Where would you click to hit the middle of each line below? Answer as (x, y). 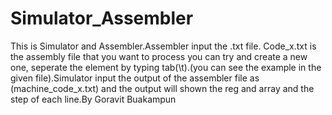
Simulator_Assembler (102, 18)
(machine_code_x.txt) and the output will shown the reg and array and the (162, 88)
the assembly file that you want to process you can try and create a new (159, 56)
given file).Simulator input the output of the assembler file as (135, 78)
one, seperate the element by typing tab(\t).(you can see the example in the (166, 67)
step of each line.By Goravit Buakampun (93, 99)
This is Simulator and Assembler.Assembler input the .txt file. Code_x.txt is (163, 46)
